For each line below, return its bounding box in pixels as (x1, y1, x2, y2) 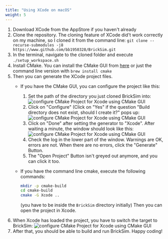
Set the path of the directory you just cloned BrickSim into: (28, 93, 152, 99)
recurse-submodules (12, 42, 55, 47)
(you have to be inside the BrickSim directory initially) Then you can (20, 202, 162, 208)
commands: (20, 173, 45, 179)
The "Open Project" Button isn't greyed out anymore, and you (28, 153, 158, 159)
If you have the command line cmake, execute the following (20, 168, 146, 174)
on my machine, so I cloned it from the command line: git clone (12, 37, 148, 43)
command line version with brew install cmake (12, 67, 112, 74)
